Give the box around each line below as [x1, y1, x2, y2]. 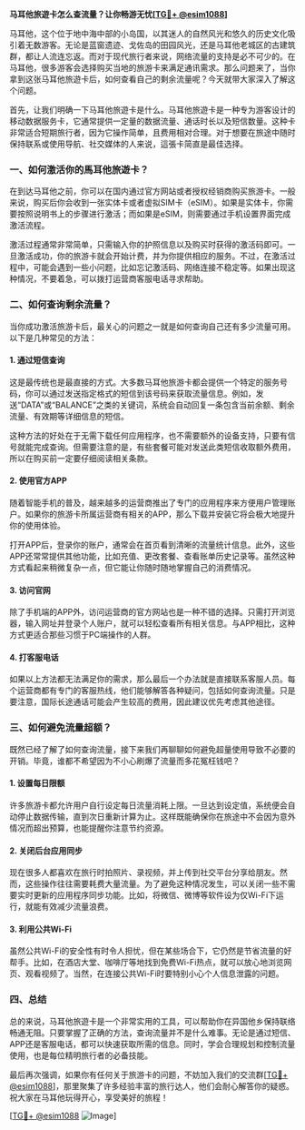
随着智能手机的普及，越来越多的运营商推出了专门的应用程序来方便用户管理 [9, 498, 288, 508]
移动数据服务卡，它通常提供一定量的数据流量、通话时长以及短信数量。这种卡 [9, 116, 296, 126]
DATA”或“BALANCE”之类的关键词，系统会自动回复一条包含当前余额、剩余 [21, 399, 295, 410]
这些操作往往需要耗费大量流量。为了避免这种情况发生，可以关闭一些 [25, 878, 280, 890]
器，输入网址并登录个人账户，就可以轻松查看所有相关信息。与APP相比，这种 [9, 618, 296, 629]
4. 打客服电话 [9, 651, 59, 662]
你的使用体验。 [9, 520, 65, 530]
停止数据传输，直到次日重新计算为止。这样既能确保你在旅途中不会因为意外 [16, 811, 296, 822]
